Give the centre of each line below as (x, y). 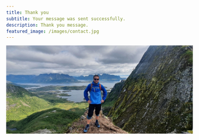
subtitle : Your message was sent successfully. (66, 19)
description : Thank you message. (47, 25)
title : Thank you (28, 12)
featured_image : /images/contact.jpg (53, 31)
